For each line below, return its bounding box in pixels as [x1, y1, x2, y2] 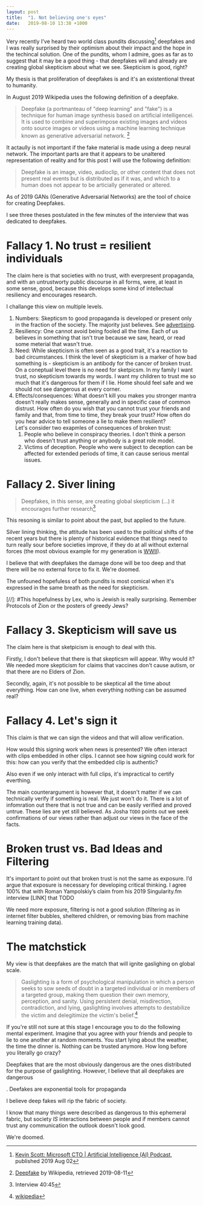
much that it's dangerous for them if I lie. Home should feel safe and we [14, 379, 193, 386]
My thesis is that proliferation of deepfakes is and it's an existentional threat [6, 75, 195, 82]
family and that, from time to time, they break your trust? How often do [14, 411, 191, 418]
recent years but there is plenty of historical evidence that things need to [6, 535, 188, 542]
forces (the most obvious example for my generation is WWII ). [6, 548, 161, 555]
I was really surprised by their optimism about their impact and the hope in [6, 44, 192, 52]
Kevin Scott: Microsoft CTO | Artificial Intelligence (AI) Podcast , [14, 1151, 172, 1158]
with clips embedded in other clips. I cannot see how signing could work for [6, 752, 195, 759]
